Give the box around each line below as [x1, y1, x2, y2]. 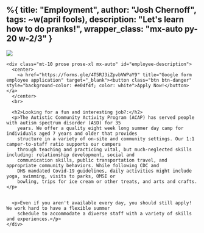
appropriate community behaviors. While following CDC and [6, 162, 160, 168]
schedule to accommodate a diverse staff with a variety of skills [17, 210, 192, 217]
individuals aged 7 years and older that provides [6, 131, 138, 137]
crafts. [178, 178, 198, 185]
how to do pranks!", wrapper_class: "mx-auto [6, 24, 183, 34]
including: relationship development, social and [6, 152, 135, 158]
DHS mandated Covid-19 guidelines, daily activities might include [17, 168, 192, 174]
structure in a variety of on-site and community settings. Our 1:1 [17, 135, 195, 142]
